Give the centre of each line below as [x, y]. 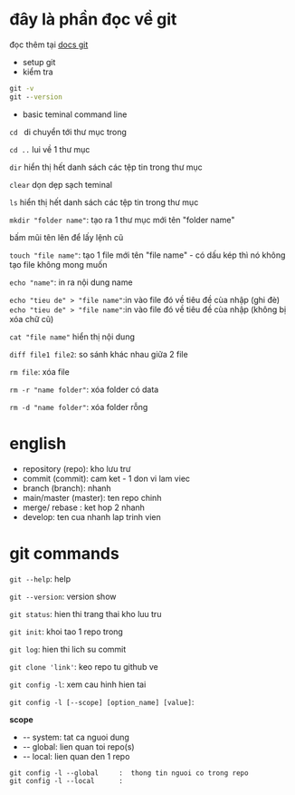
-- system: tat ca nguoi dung [76, 737]
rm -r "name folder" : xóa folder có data [84, 389]
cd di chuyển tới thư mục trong [68, 132]
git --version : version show [63, 596]
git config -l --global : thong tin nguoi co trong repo [129, 773]
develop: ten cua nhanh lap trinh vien [91, 516]
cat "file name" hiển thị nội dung [72, 337]
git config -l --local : [67, 780]
